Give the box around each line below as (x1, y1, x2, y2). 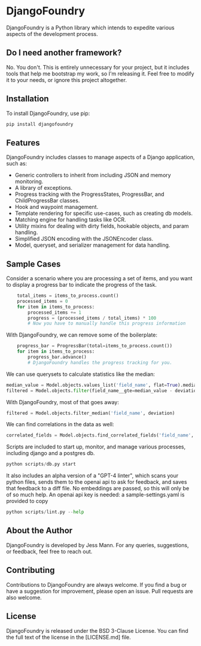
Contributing (6, 565, 55, 575)
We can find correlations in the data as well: (6, 421, 114, 428)
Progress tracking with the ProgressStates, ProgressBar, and (14, 190, 165, 198)
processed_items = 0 (17, 298, 68, 304)
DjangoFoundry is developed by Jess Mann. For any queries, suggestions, (6, 541, 189, 548)
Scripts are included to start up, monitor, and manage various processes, (6, 443, 186, 450)
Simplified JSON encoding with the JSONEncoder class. (14, 235, 154, 242)
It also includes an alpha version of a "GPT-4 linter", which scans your (6, 472, 179, 480)
